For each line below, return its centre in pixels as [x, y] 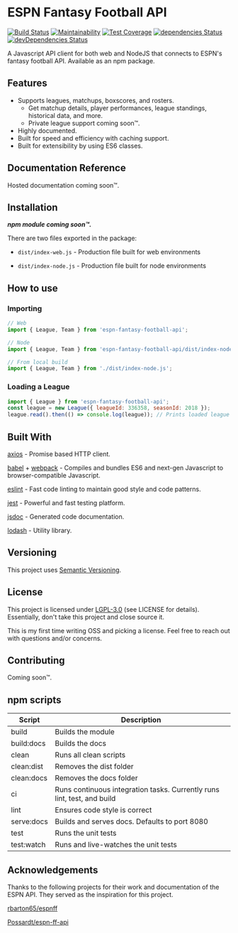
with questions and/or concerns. [55, 638]
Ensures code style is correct [103, 810]
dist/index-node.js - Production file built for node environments [112, 266]
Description [141, 720]
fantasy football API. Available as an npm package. [81, 60]
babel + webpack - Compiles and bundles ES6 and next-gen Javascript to [115, 468]
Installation [33, 207]
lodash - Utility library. [40, 531]
